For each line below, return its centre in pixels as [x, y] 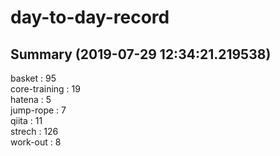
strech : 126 [34, 131]
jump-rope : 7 [38, 110]
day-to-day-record [90, 17]
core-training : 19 [45, 89]
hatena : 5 [31, 99]
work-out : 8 [36, 142]
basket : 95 [33, 78]
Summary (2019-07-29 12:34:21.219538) [141, 54]
